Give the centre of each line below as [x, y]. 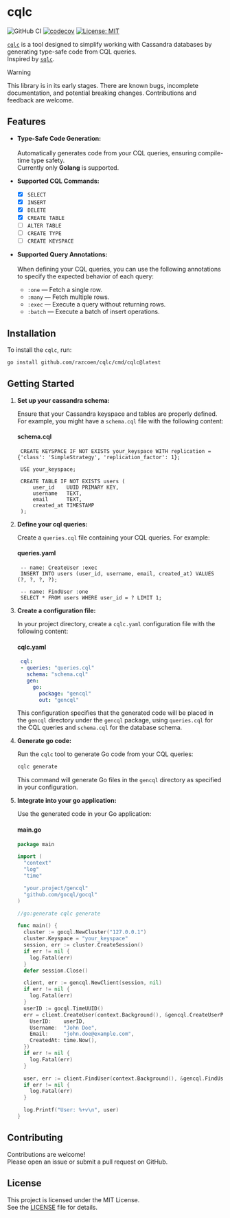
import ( [30, 856]
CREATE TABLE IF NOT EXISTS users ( [73, 481]
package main [36, 844]
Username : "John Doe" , [64, 1028]
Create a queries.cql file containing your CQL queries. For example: [114, 538]
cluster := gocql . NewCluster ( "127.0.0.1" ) [85, 932]
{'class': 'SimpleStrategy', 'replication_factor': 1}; [99, 457]
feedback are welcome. [41, 100]
